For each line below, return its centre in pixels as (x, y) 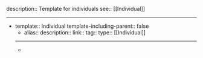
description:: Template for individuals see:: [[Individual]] (76, 9)
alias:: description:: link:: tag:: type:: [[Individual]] (85, 32)
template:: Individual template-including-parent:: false (82, 26)
